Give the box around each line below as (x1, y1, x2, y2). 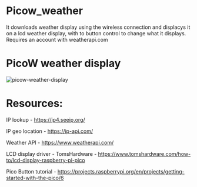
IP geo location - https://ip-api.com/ (6, 128, 93, 135)
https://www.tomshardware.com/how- (98, 150, 191, 157)
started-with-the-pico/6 (6, 174, 64, 181)
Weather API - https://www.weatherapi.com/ (6, 139, 114, 146)
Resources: (6, 97, 63, 110)
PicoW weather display (6, 57, 121, 70)
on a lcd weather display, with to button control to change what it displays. (6, 29, 186, 36)
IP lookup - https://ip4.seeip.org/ (6, 116, 85, 123)
